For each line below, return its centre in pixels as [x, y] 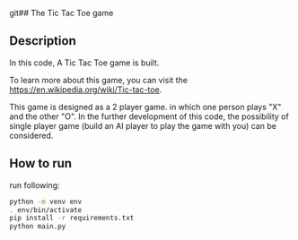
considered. [31, 135]
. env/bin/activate [46, 210]
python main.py [38, 227]
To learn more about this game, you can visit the [99, 80]
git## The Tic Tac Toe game [61, 13]
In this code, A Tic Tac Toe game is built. [84, 63]
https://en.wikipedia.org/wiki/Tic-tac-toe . [86, 90]
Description [43, 41]
